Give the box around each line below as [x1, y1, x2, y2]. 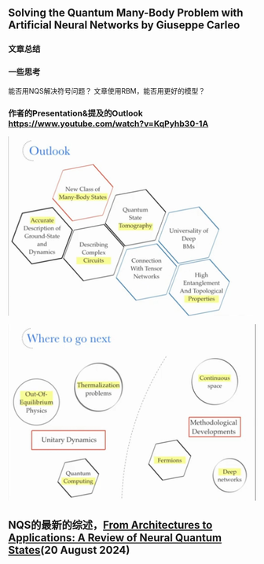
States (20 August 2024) [8, 543, 130, 557]
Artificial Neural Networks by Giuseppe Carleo [8, 19, 240, 32]
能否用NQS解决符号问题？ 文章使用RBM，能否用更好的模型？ [8, 86, 206, 95]
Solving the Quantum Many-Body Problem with [8, 6, 244, 20]
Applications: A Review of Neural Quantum [8, 531, 222, 544]
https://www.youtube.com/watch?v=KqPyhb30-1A [8, 118, 209, 129]
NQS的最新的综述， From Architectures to [8, 518, 213, 532]
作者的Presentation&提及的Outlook [8, 108, 143, 119]
